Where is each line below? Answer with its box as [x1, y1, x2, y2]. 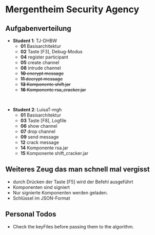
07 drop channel [20, 128, 55, 134]
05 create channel [20, 60, 60, 65]
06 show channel [20, 123, 57, 129]
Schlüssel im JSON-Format [12, 195, 70, 201]
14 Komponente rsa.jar [20, 145, 68, 151]
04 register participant [20, 54, 68, 60]
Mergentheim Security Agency [5, 4, 140, 15]
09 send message [20, 134, 59, 140]
